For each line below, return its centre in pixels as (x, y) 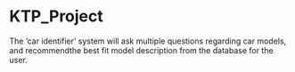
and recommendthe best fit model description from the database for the (141, 50)
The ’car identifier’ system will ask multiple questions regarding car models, (148, 41)
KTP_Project (57, 16)
